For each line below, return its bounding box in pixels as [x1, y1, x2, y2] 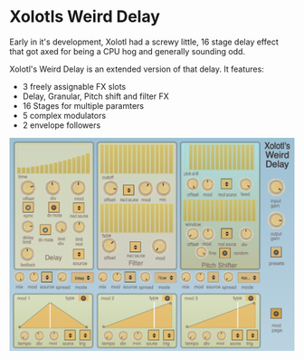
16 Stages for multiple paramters [22, 100, 145, 111]
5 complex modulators [22, 110, 107, 121]
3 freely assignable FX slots [22, 81, 127, 92]
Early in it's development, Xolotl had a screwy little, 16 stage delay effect [9, 36, 279, 47]
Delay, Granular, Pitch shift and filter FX [22, 91, 169, 102]
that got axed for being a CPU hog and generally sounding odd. [9, 45, 246, 56]
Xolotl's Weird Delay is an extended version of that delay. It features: [9, 63, 264, 74]
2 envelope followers [22, 120, 101, 131]
